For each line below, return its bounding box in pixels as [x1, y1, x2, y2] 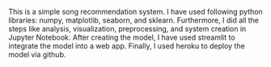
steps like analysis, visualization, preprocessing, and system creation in [8, 24, 247, 33]
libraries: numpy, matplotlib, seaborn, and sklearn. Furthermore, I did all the [8, 15, 260, 25]
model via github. [8, 50, 66, 59]
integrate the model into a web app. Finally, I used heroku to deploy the [8, 41, 245, 51]
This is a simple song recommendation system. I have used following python [8, 7, 263, 16]
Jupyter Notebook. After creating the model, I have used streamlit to [8, 32, 236, 42]
